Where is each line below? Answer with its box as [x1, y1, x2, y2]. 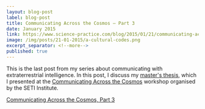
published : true [6, 48, 48, 54]
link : [6, 31, 20, 38]
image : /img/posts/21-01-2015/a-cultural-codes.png [6, 37, 140, 43]
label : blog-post [6, 15, 51, 21]
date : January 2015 [6, 25, 56, 32]
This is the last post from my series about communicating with [6, 65, 163, 72]
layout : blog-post [6, 8, 53, 15]
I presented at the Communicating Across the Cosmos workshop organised [6, 78, 196, 85]
